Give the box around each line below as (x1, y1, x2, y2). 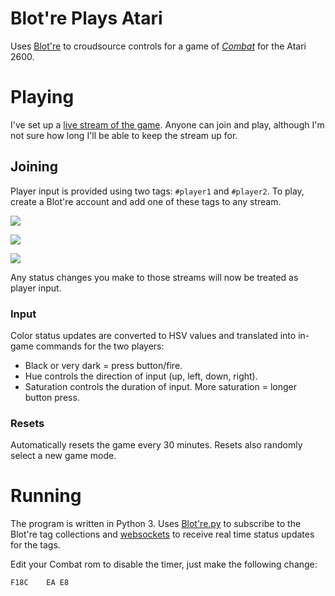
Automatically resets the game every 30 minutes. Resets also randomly (10, 439, 303, 451)
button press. (24, 391, 80, 403)
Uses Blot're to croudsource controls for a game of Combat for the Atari (10, 40, 307, 52)
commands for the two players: (35, 340, 165, 352)
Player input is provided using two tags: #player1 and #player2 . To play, (10, 185, 305, 197)
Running (10, 485, 82, 507)
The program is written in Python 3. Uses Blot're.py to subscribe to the (10, 518, 302, 530)
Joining (10, 158, 58, 176)
